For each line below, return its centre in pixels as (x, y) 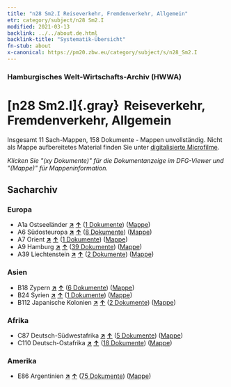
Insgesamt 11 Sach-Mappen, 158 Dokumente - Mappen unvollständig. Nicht (115, 139)
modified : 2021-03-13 (39, 26)
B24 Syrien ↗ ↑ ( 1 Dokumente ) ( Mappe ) (75, 295)
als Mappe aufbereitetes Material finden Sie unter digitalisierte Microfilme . (113, 147)
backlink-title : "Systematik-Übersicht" (67, 40)
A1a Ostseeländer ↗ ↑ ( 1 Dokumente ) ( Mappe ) (84, 225)
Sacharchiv (32, 190)
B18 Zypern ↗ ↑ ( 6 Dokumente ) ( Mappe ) (76, 287)
